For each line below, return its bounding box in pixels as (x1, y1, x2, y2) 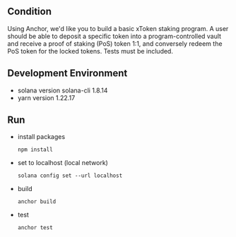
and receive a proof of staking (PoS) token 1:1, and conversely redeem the (7, 39, 223, 48)
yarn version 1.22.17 (17, 93, 76, 102)
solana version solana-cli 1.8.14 (17, 86, 108, 95)
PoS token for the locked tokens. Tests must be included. (7, 47, 173, 55)
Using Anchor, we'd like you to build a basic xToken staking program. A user (7, 24, 229, 32)
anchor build (17, 198, 57, 205)
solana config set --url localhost (17, 172, 123, 179)
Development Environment (7, 67, 128, 80)
